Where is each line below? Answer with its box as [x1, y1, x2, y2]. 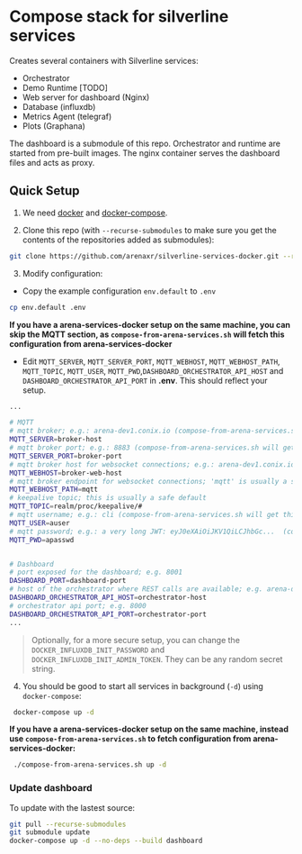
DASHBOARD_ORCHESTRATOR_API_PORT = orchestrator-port [9, 610, 207, 619]
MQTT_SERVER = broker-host [9, 435, 102, 444]
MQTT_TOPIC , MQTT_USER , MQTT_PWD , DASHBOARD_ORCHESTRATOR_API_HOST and [22, 365, 284, 376]
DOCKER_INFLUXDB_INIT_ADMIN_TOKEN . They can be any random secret [31, 653, 283, 664]
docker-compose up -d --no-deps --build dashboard [9, 836, 203, 846]
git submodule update [9, 828, 91, 837]
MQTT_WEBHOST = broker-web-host [9, 468, 123, 477]
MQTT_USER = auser [9, 518, 70, 528]
